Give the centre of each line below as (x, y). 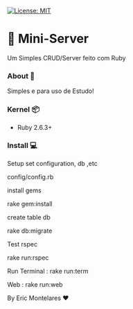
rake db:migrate (30, 231)
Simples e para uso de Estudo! (51, 91)
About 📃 (21, 76)
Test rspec (23, 244)
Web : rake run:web (35, 284)
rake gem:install (30, 203)
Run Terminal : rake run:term (48, 271)
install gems (24, 190)
